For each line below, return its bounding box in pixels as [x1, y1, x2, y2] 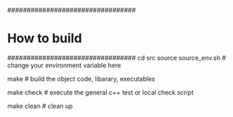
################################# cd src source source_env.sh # [7, 53, 227, 62]
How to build [7, 31, 82, 46]
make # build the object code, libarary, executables [7, 74, 156, 83]
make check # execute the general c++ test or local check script [7, 88, 194, 97]
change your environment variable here [7, 61, 121, 69]
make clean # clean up [7, 102, 73, 110]
